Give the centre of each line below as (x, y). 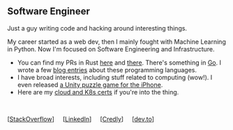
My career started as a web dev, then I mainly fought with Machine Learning (117, 42)
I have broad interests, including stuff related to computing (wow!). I (115, 77)
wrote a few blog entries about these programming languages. (107, 70)
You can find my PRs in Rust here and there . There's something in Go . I (119, 63)
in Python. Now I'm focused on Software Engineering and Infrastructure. (111, 49)
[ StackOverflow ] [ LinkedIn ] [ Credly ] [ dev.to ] (81, 119)
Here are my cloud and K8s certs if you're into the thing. (98, 92)
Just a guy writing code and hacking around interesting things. (97, 28)
